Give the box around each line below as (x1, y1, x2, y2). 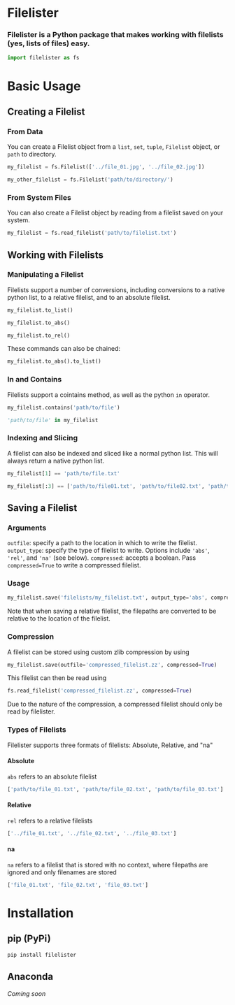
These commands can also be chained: (7, 345, 121, 353)
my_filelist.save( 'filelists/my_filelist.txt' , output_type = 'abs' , (7, 594, 208, 602)
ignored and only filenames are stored (7, 868, 117, 876)
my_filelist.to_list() (7, 306, 73, 314)
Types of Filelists (7, 725, 66, 735)
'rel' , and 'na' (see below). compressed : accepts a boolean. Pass (7, 554, 197, 562)
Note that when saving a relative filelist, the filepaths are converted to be (7, 607, 217, 616)
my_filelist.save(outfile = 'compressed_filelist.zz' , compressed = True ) (7, 661, 218, 668)
